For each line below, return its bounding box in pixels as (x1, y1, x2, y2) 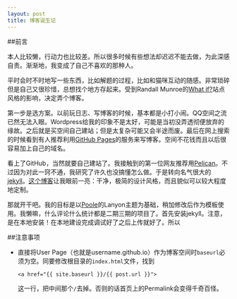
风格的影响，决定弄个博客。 (7, 93, 88, 102)
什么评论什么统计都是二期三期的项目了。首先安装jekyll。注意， (44, 209, 226, 217)
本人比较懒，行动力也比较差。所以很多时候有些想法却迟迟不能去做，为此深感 (7, 52, 230, 61)
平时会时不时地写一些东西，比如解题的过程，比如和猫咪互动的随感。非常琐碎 (7, 75, 230, 85)
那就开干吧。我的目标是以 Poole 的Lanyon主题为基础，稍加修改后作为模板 (7, 200, 219, 209)
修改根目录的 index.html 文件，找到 (54, 257, 155, 265)
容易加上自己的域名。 (7, 144, 69, 152)
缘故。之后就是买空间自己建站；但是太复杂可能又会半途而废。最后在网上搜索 (7, 126, 230, 135)
